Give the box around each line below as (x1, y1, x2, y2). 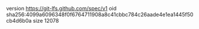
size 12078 (33, 17, 59, 24)
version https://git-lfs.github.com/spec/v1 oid (6, 5, 117, 12)
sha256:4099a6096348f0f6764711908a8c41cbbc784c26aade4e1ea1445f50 (6, 11, 194, 18)
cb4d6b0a (6, 17, 32, 24)
